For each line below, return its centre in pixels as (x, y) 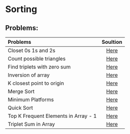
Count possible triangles (37, 59)
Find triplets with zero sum (39, 67)
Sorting (21, 9)
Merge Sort (21, 91)
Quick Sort (20, 108)
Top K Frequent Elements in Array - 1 (52, 116)
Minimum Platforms (31, 99)
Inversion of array (29, 75)
